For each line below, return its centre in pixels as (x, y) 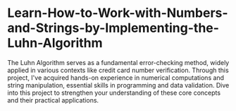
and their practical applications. (53, 100)
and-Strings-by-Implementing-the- (113, 28)
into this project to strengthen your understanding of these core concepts (114, 93)
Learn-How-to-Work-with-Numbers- (118, 13)
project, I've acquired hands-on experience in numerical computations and (116, 77)
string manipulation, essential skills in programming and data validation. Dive (118, 85)
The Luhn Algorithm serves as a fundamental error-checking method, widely (118, 62)
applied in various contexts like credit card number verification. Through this (118, 70)
